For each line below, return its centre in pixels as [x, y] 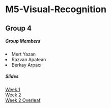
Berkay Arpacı [27, 65]
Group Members [23, 41]
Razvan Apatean [29, 59]
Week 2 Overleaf [23, 100]
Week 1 [13, 89]
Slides [12, 76]
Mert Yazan [24, 54]
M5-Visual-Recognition [56, 9]
